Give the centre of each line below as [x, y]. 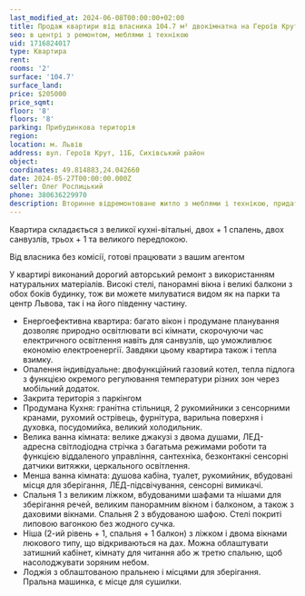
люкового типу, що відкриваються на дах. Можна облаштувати [145, 542]
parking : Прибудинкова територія [73, 128]
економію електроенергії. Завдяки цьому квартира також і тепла [149, 350]
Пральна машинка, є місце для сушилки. [102, 581]
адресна [39, 446]
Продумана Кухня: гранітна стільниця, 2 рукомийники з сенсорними [156, 407]
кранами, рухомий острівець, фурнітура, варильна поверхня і [143, 417]
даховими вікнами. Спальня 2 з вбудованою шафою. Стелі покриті [152, 513]
